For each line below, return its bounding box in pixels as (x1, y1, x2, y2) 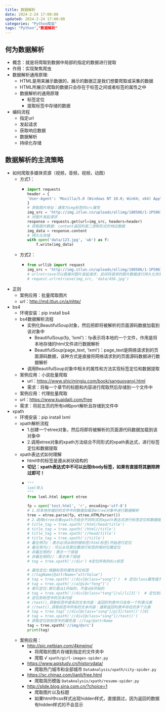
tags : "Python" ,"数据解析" (5, 26, 58, 31)
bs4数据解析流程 (19, 316, 54, 322)
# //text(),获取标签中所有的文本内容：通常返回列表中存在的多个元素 (27, 604, 151, 609)
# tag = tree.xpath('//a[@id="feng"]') (27, 582, 110, 587)
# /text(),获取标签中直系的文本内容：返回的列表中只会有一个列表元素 (27, 600, 152, 605)
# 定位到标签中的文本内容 (27, 595, 73, 600)
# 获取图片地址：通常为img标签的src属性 (27, 205, 100, 211)
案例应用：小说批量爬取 (19, 372, 68, 378)
